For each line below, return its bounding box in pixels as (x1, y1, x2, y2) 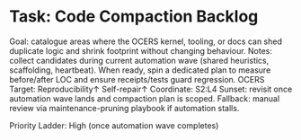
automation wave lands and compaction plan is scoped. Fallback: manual (9, 92, 280, 104)
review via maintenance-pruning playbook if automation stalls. (9, 102, 240, 113)
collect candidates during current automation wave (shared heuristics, (9, 55, 270, 66)
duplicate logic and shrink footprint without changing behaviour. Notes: (9, 45, 272, 56)
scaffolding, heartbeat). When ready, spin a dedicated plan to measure (9, 65, 271, 75)
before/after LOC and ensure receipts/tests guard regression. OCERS (9, 74, 265, 84)
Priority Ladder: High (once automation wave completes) (9, 119, 219, 131)
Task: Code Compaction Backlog (9, 6, 259, 27)
